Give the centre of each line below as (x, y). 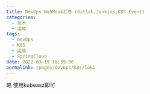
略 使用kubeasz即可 (31, 85)
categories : (21, 17)
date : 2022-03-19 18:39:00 (40, 62)
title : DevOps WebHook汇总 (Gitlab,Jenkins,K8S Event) (76, 12)
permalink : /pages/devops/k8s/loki (51, 67)
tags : (13, 34)
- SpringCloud (29, 56)
